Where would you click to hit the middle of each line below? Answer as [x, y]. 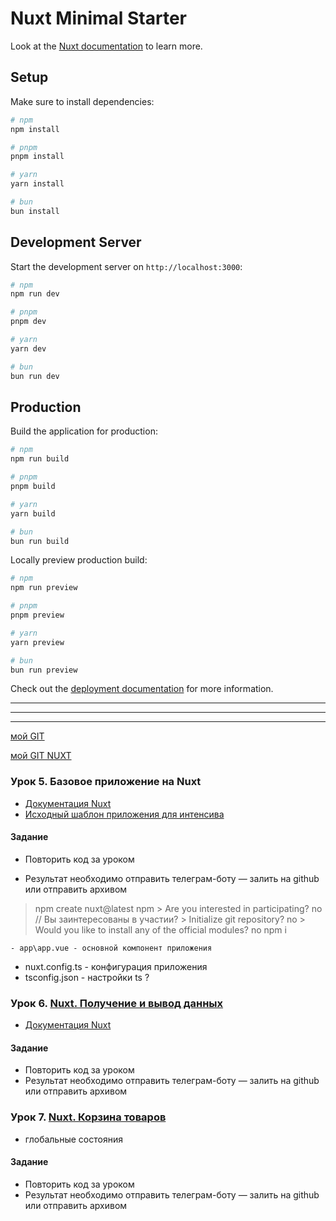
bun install [35, 211]
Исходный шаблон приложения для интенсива [124, 814]
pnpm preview [37, 615]
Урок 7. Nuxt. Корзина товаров [88, 1117]
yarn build [33, 513]
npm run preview [44, 588]
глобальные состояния [73, 1139]
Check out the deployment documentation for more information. [142, 689]
